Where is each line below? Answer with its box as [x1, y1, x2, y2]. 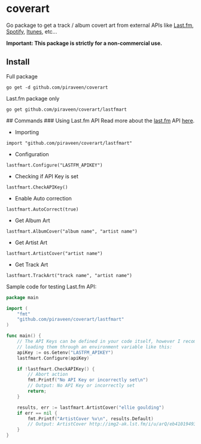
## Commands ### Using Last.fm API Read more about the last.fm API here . [6, 117, 195, 124]
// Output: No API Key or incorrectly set [28, 382, 135, 389]
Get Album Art [14, 217, 50, 224]
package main [6, 294, 39, 300]
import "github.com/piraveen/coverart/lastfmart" [6, 140, 133, 146]
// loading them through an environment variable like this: [17, 343, 172, 350]
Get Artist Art [14, 239, 48, 246]
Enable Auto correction [14, 194, 72, 202]
